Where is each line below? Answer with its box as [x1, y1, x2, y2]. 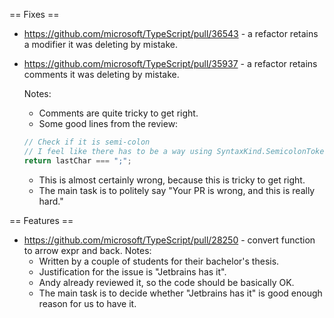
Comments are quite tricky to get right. [38, 107, 199, 119]
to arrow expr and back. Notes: [23, 244, 152, 256]
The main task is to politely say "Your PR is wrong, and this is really [38, 184, 316, 196]
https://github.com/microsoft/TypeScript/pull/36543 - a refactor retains [23, 28, 319, 39]
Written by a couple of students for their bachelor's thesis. [38, 255, 280, 267]
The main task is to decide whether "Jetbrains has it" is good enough [38, 287, 323, 299]
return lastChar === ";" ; [23, 155, 132, 166]
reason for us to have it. [38, 297, 137, 309]
